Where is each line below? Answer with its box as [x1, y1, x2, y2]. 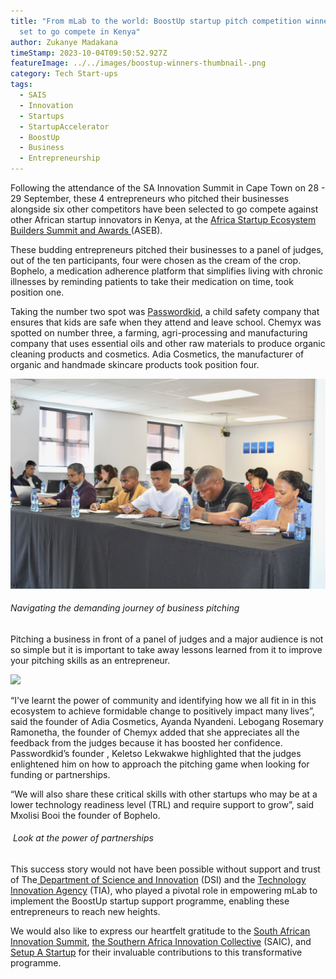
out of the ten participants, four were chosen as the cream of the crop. [10, 255, 302, 266]
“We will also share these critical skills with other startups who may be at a [10, 788, 318, 800]
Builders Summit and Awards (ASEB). [10, 225, 163, 236]
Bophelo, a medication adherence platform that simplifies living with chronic [10, 265, 323, 277]
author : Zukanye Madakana [10, 37, 118, 47]
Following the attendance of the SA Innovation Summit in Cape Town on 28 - [10, 182, 326, 194]
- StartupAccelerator [19, 121, 110, 132]
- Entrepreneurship [19, 153, 101, 164]
